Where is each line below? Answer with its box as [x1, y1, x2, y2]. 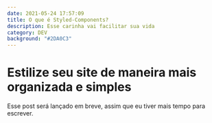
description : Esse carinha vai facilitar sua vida [7, 23, 155, 29]
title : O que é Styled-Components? [7, 16, 109, 23]
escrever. [7, 109, 34, 118]
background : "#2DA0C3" [7, 36, 72, 42]
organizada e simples [7, 79, 132, 95]
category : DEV [7, 29, 48, 36]
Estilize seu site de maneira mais [7, 65, 197, 81]
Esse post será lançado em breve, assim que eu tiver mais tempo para [7, 102, 206, 110]
